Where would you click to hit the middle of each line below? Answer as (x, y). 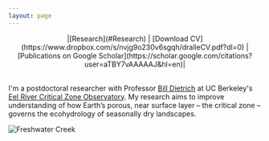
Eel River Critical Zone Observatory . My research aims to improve (116, 96)
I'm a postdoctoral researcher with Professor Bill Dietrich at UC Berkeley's (130, 88)
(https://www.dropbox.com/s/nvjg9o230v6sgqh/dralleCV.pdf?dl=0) (133, 47)
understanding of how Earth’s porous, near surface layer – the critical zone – (134, 105)
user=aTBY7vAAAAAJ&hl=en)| (135, 64)
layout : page (30, 16)
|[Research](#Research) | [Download (128, 38)
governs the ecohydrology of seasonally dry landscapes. (102, 114)
